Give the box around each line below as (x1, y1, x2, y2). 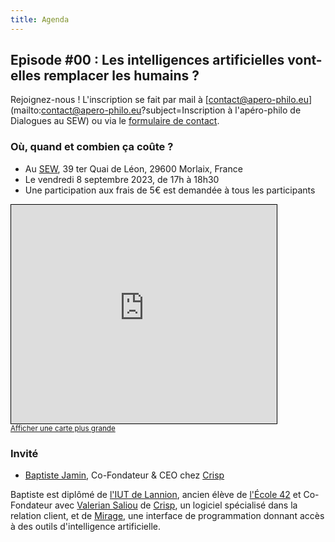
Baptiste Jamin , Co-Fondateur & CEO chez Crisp (24, 469, 225, 481)
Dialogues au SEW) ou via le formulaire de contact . (10, 115, 220, 127)
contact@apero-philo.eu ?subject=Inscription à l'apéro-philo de (41, 104, 302, 116)
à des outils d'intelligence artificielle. (10, 521, 161, 533)
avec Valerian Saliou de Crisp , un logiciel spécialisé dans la (54, 499, 298, 511)
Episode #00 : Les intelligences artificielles (10, 52, 285, 69)
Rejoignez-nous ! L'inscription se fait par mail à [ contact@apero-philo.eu (10, 94, 310, 106)
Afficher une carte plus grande (10, 423, 116, 433)
